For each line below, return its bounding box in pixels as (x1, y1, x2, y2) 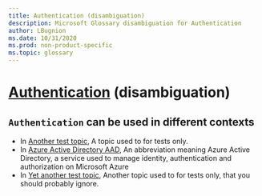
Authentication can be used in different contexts (8, 115, 255, 129)
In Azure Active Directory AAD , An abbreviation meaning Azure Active (19, 145, 251, 154)
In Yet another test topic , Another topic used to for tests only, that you (19, 170, 251, 180)
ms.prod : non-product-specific (8, 42, 113, 50)
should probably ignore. (19, 179, 99, 188)
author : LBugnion (8, 26, 67, 34)
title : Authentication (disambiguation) (8, 11, 146, 20)
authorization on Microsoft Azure (19, 162, 130, 171)
